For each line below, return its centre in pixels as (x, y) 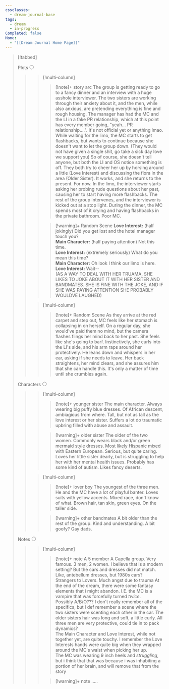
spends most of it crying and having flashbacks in (107, 210)
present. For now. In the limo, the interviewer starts (108, 183)
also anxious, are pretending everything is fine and (108, 109)
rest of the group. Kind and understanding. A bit (105, 523)
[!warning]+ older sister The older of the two (101, 435)
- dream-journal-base (33, 15)
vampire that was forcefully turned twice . (98, 596)
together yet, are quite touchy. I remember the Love (109, 639)
